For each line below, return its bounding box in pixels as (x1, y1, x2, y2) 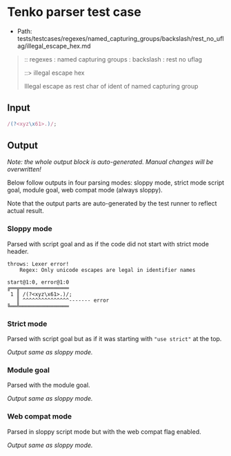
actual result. (7, 207, 44, 215)
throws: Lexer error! (7, 260, 70, 267)
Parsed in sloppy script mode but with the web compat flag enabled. (7, 427, 201, 436)
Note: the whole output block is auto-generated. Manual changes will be (7, 158, 214, 166)
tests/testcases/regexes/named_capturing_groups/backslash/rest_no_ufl (17, 34, 224, 42)
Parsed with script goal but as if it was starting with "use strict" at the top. (7, 335, 222, 343)
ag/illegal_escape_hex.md (17, 42, 91, 50)
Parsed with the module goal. (7, 381, 91, 390)
